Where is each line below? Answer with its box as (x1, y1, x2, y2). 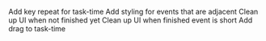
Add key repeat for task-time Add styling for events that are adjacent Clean (8, 7, 259, 16)
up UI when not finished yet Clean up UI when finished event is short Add (8, 15, 253, 25)
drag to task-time (8, 24, 66, 33)
